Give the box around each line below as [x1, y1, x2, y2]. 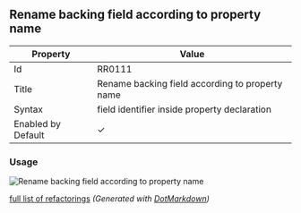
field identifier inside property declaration [97, 103, 271, 115]
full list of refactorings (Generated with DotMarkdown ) [9, 193, 211, 204]
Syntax [13, 103, 43, 115]
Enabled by [13, 117, 61, 130]
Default [13, 129, 45, 141]
